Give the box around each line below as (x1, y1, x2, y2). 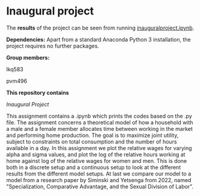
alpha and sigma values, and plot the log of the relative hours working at (6, 151, 186, 158)
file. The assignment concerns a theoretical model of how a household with (6, 119, 193, 126)
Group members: (6, 54, 50, 61)
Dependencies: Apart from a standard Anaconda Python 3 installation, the (6, 36, 191, 43)
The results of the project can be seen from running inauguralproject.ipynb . (6, 24, 195, 31)
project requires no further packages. (6, 42, 99, 49)
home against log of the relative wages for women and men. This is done (6, 157, 187, 164)
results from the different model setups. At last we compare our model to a (6, 170, 192, 177)
